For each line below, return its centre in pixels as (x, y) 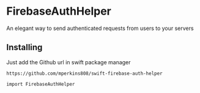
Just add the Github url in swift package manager (69, 62)
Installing (24, 47)
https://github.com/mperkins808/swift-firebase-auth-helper (85, 73)
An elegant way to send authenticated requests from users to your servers (100, 28)
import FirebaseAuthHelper (41, 84)
